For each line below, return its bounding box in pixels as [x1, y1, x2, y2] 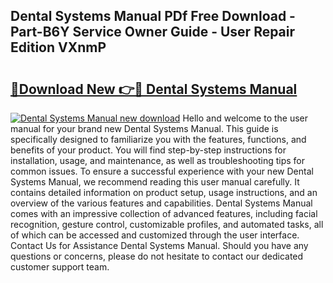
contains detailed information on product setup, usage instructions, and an [10, 187, 318, 198]
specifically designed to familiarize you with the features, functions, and [10, 134, 307, 145]
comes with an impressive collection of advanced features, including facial [10, 208, 318, 219]
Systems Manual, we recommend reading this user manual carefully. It [10, 176, 300, 188]
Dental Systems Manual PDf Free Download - [10, 8, 296, 25]
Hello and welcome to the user [182, 112, 309, 124]
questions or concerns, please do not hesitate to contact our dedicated [10, 250, 304, 262]
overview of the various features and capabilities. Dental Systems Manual [10, 197, 313, 209]
